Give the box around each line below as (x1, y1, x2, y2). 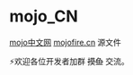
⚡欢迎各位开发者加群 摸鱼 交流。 (9, 55, 129, 66)
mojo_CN (9, 6, 78, 27)
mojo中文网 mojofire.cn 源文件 (9, 37, 121, 47)
